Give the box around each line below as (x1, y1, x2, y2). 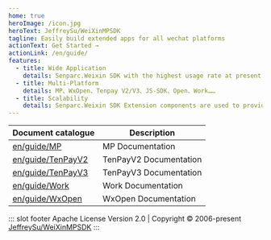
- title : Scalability (15, 94, 89, 102)
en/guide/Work (12, 180, 70, 192)
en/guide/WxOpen (12, 193, 82, 205)
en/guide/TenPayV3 (12, 167, 89, 178)
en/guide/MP (12, 141, 62, 152)
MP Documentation (102, 141, 176, 152)
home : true (8, 11, 45, 20)
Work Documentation (102, 180, 183, 192)
